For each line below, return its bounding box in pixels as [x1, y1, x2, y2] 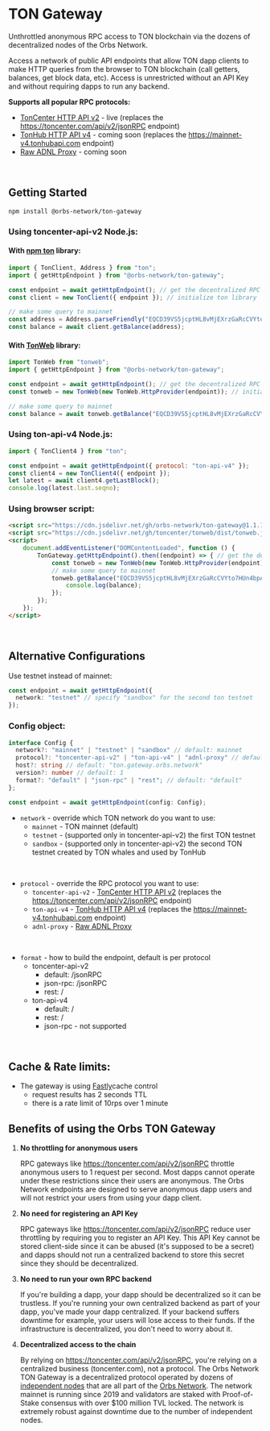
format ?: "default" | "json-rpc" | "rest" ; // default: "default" [15, 776, 243, 784]
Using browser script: [8, 503, 95, 514]
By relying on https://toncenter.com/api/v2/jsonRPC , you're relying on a [19, 1355, 257, 1365]
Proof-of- [222, 1390, 254, 1400]
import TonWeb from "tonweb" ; [8, 358, 110, 367]
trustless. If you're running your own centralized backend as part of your [19, 1299, 261, 1308]
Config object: [8, 721, 66, 732]
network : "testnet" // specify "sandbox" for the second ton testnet [15, 694, 253, 702]
